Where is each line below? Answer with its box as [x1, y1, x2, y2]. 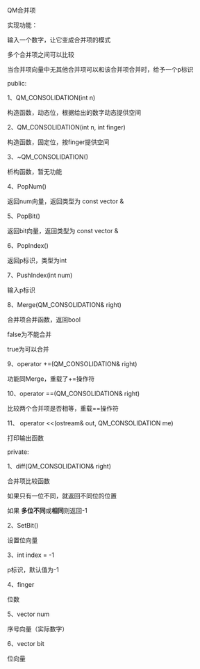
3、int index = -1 [7, 551, 54, 559]
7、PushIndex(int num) [7, 271, 73, 279]
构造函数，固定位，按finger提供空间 [7, 138, 110, 146]
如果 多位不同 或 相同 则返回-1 [7, 507, 88, 514]
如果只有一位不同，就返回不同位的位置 [7, 491, 117, 500]
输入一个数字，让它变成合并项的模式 [7, 36, 111, 44]
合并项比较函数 [7, 477, 50, 485]
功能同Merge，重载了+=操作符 [7, 375, 95, 383]
